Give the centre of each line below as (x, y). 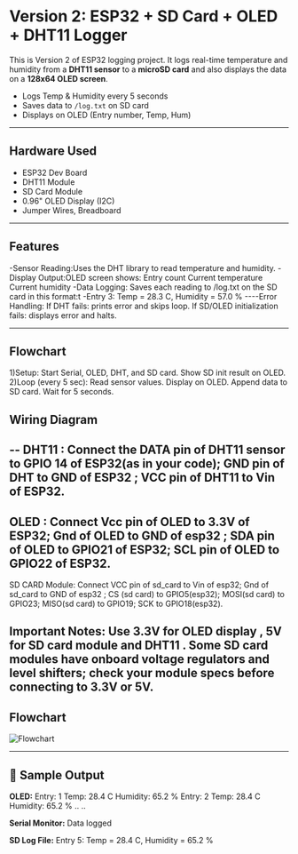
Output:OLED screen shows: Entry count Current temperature (151, 277)
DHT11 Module (48, 182)
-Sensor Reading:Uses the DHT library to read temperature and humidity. (143, 267)
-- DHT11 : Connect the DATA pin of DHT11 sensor (147, 450)
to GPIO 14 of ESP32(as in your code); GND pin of (147, 464)
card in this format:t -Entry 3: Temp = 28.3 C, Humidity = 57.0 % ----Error (143, 296)
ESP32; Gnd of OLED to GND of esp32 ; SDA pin (142, 535)
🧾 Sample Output (57, 775)
